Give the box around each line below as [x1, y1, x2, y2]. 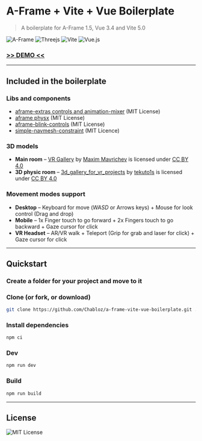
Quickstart [6, 258, 47, 269]
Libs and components [6, 94, 71, 102]
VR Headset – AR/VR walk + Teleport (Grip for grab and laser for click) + [14, 229, 195, 236]
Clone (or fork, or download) [6, 293, 91, 301]
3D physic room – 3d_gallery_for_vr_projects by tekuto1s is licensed [14, 169, 183, 176]
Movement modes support [6, 190, 85, 198]
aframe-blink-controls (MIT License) [14, 120, 105, 128]
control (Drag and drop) [14, 210, 74, 217]
